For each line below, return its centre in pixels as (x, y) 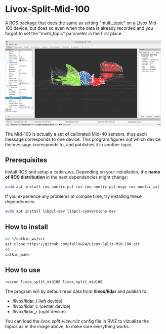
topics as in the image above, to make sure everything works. (67, 327)
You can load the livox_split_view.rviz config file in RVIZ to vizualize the (77, 321)
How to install (27, 227)
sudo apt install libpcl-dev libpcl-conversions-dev (61, 212)
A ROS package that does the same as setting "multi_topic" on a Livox (76, 23)
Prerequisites (26, 160)
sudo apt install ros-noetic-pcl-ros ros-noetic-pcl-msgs (66, 187)
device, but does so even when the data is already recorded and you (83, 28)
